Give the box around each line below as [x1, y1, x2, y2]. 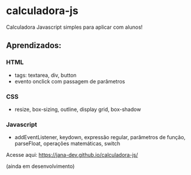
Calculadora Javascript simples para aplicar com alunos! [6, 23, 143, 31]
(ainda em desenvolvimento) [6, 163, 75, 170]
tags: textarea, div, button [14, 72, 77, 79]
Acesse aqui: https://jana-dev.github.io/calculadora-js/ [6, 152, 138, 159]
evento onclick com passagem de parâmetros [14, 78, 125, 85]
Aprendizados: [6, 41, 62, 51]
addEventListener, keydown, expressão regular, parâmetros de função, [14, 134, 186, 141]
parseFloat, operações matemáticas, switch [14, 140, 121, 147]
